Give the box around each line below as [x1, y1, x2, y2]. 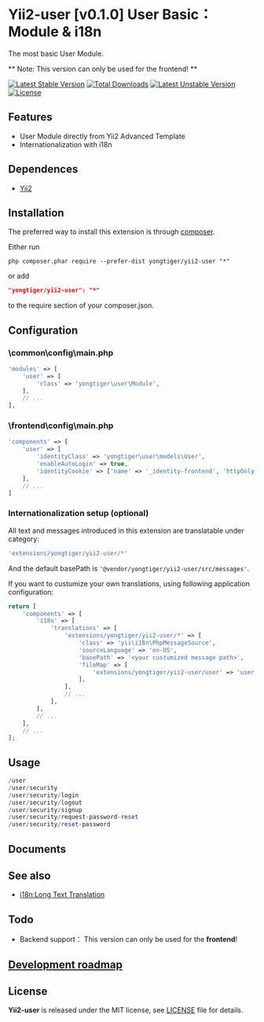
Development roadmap [8, 957, 123, 971]
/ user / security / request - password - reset [8, 814, 139, 821]
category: [8, 534, 39, 544]
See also [8, 869, 51, 882]
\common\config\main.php [8, 347, 114, 358]
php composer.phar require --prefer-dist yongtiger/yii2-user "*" [8, 257, 230, 266]
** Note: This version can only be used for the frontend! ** [8, 64, 198, 73]
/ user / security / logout [8, 799, 82, 806]
